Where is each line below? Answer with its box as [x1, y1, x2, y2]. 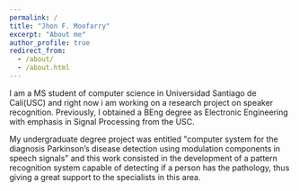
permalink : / [9, 13, 58, 22]
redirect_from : [9, 47, 66, 56]
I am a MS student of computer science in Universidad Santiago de [9, 87, 258, 99]
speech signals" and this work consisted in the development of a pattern [9, 152, 278, 163]
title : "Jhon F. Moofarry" [9, 22, 110, 30]
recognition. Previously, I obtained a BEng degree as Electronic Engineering [9, 107, 289, 117]
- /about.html [17, 64, 70, 73]
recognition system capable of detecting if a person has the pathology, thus [9, 162, 290, 173]
